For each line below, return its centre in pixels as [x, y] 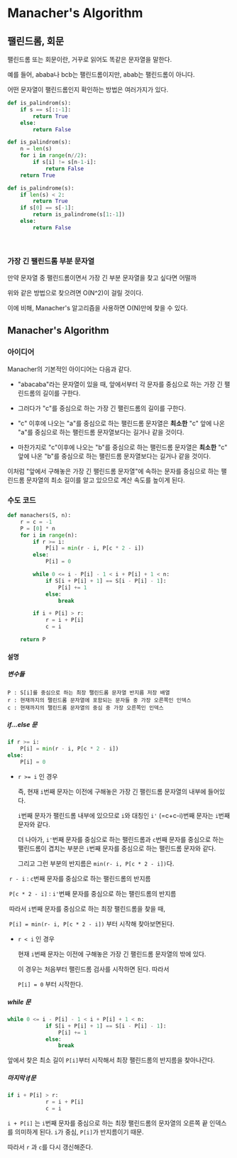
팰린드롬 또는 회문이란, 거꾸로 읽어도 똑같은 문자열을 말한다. [90, 59]
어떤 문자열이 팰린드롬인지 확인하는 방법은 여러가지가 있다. [88, 89]
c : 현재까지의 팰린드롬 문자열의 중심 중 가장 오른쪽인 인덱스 [86, 708]
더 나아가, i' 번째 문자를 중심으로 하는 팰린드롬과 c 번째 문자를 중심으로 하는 [121, 839]
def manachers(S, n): [39, 515]
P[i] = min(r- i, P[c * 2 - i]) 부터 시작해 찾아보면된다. [92, 924]
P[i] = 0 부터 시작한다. [50, 984]
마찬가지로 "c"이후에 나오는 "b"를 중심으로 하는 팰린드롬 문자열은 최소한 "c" [122, 447]
